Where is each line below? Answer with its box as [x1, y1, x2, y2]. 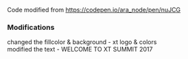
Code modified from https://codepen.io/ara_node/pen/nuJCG [7, 6, 181, 14]
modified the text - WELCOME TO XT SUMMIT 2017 [7, 45, 153, 54]
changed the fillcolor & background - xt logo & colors [7, 38, 157, 46]
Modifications [7, 22, 55, 32]
